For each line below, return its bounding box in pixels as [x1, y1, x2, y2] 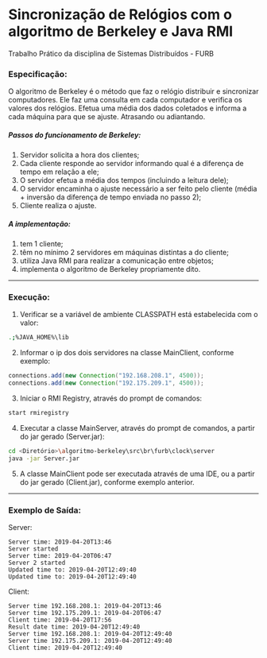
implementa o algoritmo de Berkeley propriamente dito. [19, 265, 201, 274]
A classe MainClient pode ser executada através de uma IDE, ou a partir [19, 469, 255, 478]
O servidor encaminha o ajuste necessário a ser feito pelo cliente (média [19, 184, 257, 194]
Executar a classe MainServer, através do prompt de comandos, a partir [19, 423, 256, 432]
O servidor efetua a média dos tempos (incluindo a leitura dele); [19, 176, 229, 185]
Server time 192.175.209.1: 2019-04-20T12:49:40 [8, 637, 172, 645]
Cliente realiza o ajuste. [19, 201, 97, 211]
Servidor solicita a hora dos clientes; [19, 150, 140, 160]
